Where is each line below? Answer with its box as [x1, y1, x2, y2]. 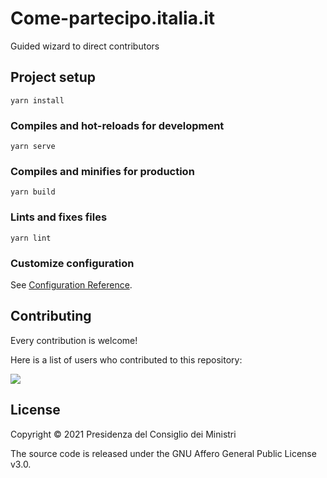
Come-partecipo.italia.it [10, 7, 216, 30]
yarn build [10, 187, 56, 197]
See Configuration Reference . [10, 278, 133, 291]
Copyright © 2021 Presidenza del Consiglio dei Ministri [10, 428, 237, 440]
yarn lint [10, 233, 52, 243]
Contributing [10, 308, 92, 325]
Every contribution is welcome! [10, 334, 138, 346]
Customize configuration [10, 256, 135, 270]
